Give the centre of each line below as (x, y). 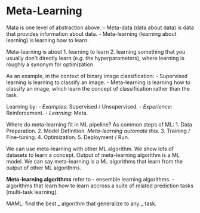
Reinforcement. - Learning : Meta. (47, 113)
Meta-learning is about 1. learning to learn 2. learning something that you (96, 51)
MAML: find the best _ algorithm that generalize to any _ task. (81, 203)
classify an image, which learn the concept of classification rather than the (98, 88)
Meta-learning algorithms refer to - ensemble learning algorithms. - (90, 179)
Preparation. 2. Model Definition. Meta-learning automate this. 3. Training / (98, 131)
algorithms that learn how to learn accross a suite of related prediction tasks (100, 186)
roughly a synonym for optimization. (50, 64)
